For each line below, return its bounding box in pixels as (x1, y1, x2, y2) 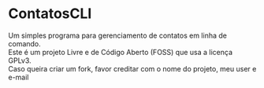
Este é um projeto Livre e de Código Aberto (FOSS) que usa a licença (8, 47, 233, 57)
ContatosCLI (8, 5, 92, 23)
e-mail (8, 72, 29, 82)
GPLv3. (8, 56, 32, 65)
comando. (8, 38, 41, 48)
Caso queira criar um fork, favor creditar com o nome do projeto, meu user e (8, 64, 257, 73)
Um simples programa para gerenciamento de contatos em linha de (8, 31, 227, 40)
